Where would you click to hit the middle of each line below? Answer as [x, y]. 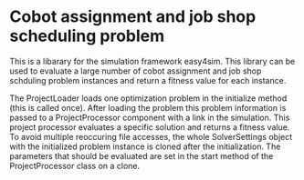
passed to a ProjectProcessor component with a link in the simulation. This [150, 117]
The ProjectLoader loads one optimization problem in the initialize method [148, 98]
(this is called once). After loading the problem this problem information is [148, 107]
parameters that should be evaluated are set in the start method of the [142, 155]
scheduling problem [87, 36]
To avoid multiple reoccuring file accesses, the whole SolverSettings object [151, 136]
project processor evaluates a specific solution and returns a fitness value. [150, 127]
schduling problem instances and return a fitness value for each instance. [148, 80]
